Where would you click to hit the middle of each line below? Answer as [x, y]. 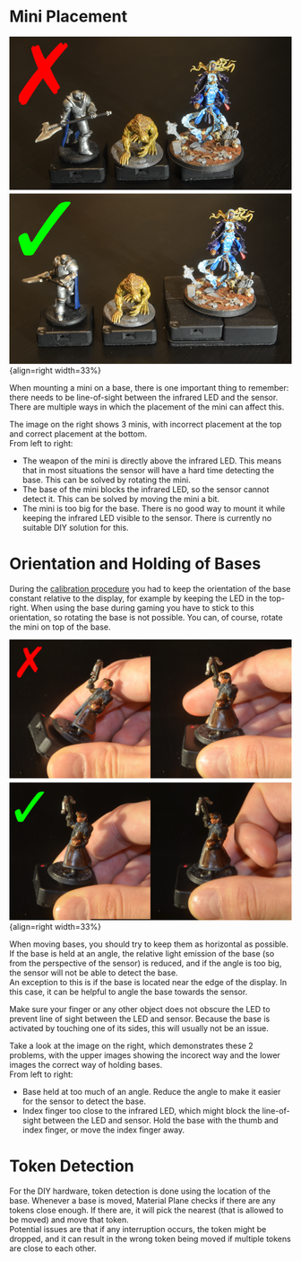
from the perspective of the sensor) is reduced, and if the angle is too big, [146, 964]
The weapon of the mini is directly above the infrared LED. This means [152, 461]
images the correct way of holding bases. [86, 1065]
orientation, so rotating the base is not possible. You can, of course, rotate [146, 618]
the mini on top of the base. [60, 627]
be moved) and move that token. [69, 1220]
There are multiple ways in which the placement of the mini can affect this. [147, 407]
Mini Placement [69, 17]
